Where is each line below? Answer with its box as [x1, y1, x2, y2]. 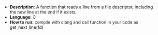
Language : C [9, 14, 36, 20]
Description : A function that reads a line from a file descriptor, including [9, 4, 153, 10]
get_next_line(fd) [9, 24, 43, 30]
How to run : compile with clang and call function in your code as [9, 19, 139, 25]
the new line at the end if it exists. [9, 9, 77, 15]
